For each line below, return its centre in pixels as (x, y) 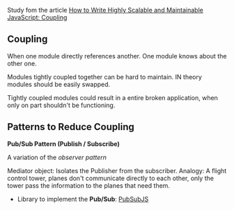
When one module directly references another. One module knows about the (117, 56)
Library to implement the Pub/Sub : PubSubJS (83, 199)
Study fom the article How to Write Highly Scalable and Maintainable (105, 10)
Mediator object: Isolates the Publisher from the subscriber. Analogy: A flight (117, 170)
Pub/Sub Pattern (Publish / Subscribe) (63, 144)
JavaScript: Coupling (37, 17)
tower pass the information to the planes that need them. (89, 185)
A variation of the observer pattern (57, 157)
